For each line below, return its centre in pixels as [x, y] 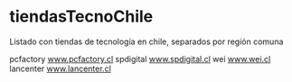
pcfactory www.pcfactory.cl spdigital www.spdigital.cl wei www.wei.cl [140, 59]
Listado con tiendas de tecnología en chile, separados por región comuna [146, 41]
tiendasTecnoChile [81, 17]
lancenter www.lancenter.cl [60, 68]
